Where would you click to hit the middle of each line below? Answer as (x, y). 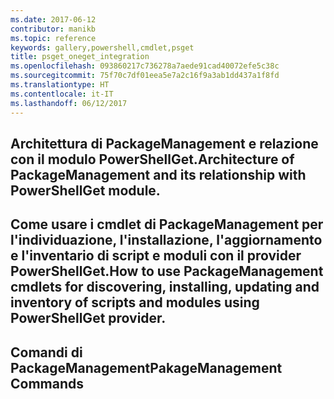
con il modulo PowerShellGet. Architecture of (152, 159)
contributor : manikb (53, 29)
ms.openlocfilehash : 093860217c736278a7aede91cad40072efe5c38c (145, 66)
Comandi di (46, 352)
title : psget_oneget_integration (80, 57)
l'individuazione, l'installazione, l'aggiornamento (166, 240)
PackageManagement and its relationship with (158, 174)
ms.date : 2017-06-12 (53, 19)
